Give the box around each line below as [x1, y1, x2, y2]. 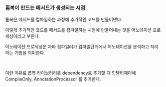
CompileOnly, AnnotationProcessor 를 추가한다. [5, 76, 101, 82]
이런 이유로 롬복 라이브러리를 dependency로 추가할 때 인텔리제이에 [5, 70, 136, 76]
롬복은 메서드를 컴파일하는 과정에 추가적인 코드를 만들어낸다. [5, 16, 123, 23]
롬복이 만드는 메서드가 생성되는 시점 [5, 4, 86, 11]
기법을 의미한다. [14, 50, 45, 56]
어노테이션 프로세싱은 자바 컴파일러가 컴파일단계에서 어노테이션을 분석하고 [5, 43, 150, 50]
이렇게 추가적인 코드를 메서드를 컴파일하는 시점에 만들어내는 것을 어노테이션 [5, 27, 152, 33]
